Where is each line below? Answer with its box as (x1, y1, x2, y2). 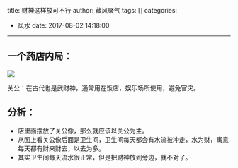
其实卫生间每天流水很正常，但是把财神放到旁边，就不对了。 (17, 152, 192, 161)
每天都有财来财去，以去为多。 (17, 144, 105, 152)
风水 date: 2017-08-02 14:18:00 (17, 21, 110, 30)
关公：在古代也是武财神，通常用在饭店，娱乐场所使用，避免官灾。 (7, 83, 200, 92)
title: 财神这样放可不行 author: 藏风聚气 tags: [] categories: (7, 6, 178, 14)
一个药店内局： (7, 50, 73, 62)
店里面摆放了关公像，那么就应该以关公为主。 (17, 126, 149, 135)
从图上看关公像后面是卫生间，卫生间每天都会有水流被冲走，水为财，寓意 (17, 135, 229, 143)
